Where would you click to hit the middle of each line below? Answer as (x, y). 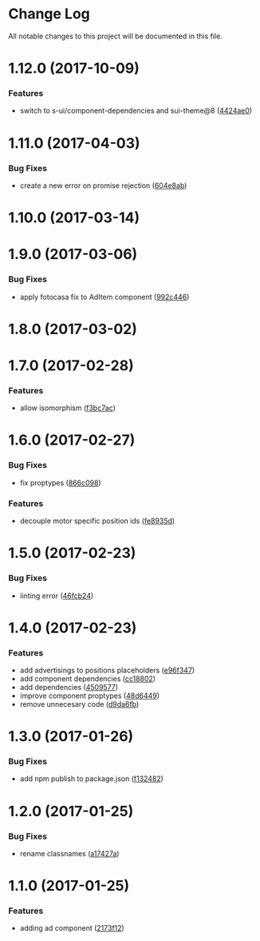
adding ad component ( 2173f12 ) (72, 928)
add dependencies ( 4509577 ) (69, 687)
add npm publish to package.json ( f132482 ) (91, 779)
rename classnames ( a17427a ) (69, 853)
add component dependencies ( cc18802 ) (88, 679)
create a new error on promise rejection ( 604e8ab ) (103, 185)
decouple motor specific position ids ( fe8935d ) (97, 521)
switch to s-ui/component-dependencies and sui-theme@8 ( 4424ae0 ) (136, 111)
